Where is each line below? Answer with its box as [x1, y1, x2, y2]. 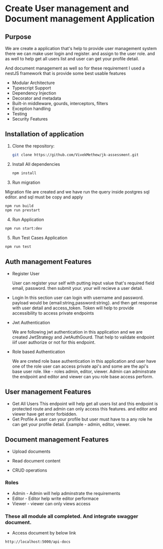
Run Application [12, 217, 44, 223]
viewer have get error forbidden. [12, 411, 77, 417]
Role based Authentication [12, 349, 65, 354]
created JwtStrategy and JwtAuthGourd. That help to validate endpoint [12, 334, 155, 340]
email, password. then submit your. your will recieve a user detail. [12, 285, 144, 291]
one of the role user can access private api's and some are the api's [12, 363, 149, 369]
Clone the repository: [12, 143, 55, 149]
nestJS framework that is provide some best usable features [5, 71, 126, 76]
